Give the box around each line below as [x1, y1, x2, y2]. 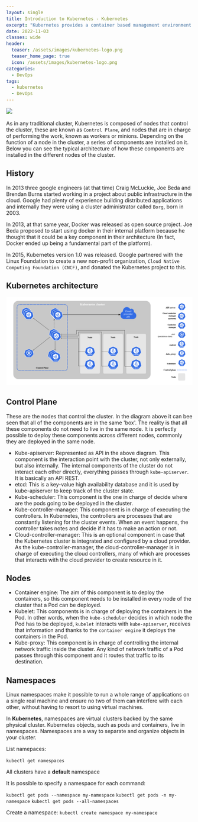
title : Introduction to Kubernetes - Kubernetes [6, 15, 128, 22]
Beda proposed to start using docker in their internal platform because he [6, 227, 185, 234]
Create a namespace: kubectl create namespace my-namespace [6, 809, 158, 816]
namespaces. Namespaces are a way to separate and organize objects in [6, 728, 185, 735]
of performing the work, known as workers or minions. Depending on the [6, 133, 184, 139]
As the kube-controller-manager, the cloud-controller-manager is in [14, 543, 180, 550]
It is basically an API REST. [14, 474, 80, 482]
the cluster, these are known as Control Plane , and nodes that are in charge [6, 126, 191, 133]
